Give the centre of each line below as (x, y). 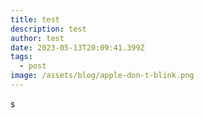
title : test (35, 19)
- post (33, 66)
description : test (48, 29)
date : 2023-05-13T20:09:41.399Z (77, 47)
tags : (21, 57)
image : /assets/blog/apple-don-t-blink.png (102, 76)
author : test (37, 38)
